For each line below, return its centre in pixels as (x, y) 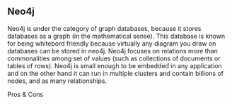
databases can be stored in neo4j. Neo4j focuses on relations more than (112, 51)
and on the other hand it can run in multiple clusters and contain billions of (116, 73)
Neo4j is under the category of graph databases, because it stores (104, 28)
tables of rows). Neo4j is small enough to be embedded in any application (115, 65)
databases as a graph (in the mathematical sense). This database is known (116, 36)
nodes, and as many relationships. (57, 81)
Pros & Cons (25, 94)
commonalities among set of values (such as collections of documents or (114, 58)
